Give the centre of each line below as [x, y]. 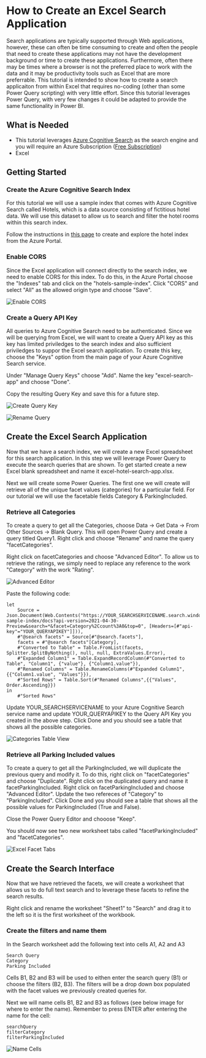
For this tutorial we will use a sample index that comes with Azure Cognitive [102, 203]
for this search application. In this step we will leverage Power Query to [96, 458]
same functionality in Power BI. [45, 105]
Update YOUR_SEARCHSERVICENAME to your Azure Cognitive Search [95, 707]
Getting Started [36, 172]
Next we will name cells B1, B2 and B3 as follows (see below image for [95, 1002]
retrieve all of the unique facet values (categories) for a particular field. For [101, 489]
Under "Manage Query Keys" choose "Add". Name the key [80, 375]
